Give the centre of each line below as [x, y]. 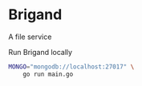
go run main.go [48, 74]
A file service [30, 37]
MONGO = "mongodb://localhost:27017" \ [71, 66]
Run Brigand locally [41, 52]
